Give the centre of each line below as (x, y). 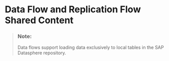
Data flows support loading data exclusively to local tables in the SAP (90, 48)
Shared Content (39, 20)
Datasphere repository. (42, 53)
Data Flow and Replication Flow (73, 9)
